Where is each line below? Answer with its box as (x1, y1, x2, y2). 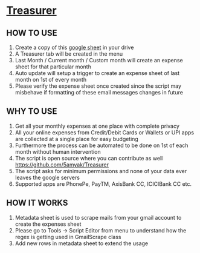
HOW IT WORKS (6, 198, 68, 208)
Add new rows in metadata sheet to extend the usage (15, 240, 149, 247)
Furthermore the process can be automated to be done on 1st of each (15, 142, 189, 149)
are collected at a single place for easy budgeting (15, 135, 139, 142)
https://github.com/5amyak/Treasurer (15, 161, 109, 168)
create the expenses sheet (15, 220, 82, 228)
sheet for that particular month (15, 63, 92, 70)
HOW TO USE (6, 28, 57, 38)
